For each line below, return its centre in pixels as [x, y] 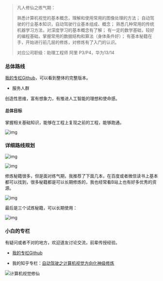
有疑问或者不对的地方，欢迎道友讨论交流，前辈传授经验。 [62, 243]
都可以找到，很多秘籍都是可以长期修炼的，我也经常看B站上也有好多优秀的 [79, 182]
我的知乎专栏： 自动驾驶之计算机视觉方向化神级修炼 [63, 263]
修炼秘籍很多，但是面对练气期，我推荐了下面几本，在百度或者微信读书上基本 [81, 176]
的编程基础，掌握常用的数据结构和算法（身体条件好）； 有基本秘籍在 [84, 36]
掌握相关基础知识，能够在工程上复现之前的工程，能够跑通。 [65, 122]
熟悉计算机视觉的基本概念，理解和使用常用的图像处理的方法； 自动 [83, 18]
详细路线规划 [20, 145]
